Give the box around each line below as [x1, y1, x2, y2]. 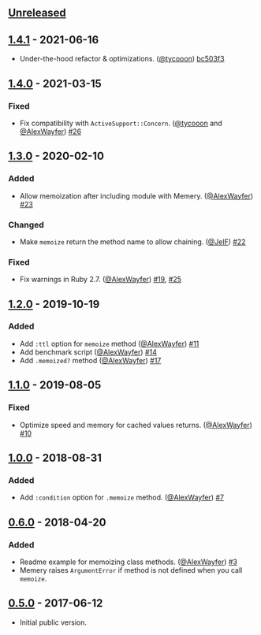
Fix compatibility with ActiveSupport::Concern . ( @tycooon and [19, 118, 222, 128]
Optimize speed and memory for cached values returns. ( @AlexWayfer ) [19, 420, 252, 429]
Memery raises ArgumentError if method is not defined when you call [19, 565, 243, 574]
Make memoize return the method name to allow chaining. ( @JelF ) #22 [19, 236, 246, 247]
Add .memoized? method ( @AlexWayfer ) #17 [19, 355, 162, 365]
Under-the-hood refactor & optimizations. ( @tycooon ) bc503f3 [19, 54, 225, 64]
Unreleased [8, 6, 67, 20]
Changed [8, 219, 45, 230]
